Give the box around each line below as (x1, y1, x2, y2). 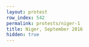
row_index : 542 (6, 15, 45, 21)
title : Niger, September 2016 (6, 26, 84, 32)
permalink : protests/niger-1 (6, 20, 80, 26)
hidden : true (6, 32, 40, 38)
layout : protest (6, 9, 48, 15)
